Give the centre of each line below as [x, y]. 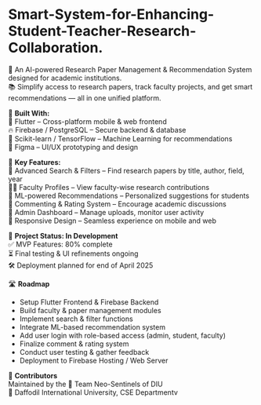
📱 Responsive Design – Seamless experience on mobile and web [112, 221]
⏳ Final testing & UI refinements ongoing [73, 254]
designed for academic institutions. [65, 78]
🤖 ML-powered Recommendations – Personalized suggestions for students [129, 195]
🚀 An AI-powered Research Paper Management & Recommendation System [130, 69]
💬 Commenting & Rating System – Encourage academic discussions [118, 204]
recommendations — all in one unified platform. [85, 98]
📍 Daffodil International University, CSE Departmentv [93, 392]
